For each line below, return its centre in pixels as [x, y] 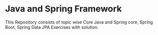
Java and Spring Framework [64, 9]
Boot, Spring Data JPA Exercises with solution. [52, 27]
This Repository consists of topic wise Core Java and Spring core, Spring [79, 22]
